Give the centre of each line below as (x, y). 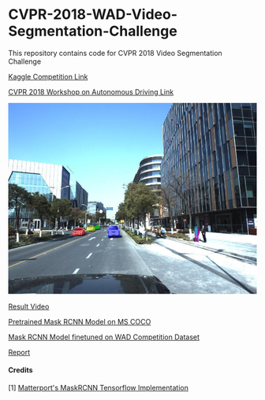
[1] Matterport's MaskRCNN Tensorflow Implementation (99, 387)
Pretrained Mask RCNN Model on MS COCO (80, 321)
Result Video (29, 306)
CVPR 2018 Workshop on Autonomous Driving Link (91, 91)
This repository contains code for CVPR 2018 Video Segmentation (115, 53)
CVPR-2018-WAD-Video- (93, 15)
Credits (21, 370)
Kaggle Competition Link (48, 76)
